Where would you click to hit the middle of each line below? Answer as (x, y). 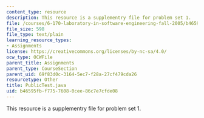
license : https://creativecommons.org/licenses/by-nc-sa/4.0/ (87, 52)
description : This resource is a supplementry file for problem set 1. (99, 18)
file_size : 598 (25, 29)
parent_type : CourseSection (42, 68)
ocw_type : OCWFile (29, 57)
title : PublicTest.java (36, 86)
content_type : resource (36, 12)
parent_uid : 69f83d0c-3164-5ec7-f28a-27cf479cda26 (72, 74)
